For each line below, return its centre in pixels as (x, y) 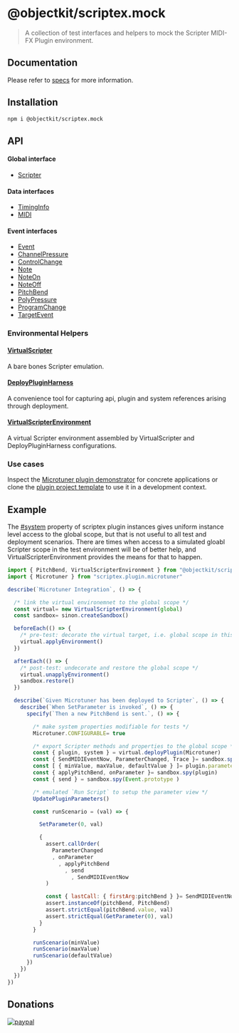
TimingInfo (33, 207)
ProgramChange (42, 307)
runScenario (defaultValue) (73, 956)
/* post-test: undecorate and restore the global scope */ (110, 668)
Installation (33, 102)
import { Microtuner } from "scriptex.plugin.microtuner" (95, 576)
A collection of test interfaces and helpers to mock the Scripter (117, 33)
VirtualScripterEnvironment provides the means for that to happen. (105, 557)
